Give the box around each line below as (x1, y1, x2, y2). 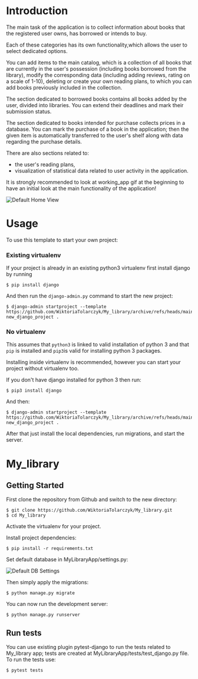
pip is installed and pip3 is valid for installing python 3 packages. (6, 347, 162, 355)
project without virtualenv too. (6, 365, 80, 372)
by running (6, 271, 32, 278)
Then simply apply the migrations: (6, 579, 89, 586)
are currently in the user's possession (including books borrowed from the (6, 65, 187, 72)
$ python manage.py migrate (6, 590, 75, 596)
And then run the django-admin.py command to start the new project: (6, 293, 173, 300)
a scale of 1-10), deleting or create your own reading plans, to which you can (6, 78, 192, 85)
